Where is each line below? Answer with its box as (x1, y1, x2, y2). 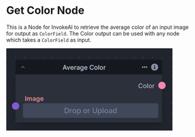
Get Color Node (6, 4, 85, 17)
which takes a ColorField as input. (6, 36, 92, 43)
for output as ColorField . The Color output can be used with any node (6, 29, 180, 37)
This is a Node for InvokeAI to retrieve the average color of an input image (6, 23, 189, 31)
